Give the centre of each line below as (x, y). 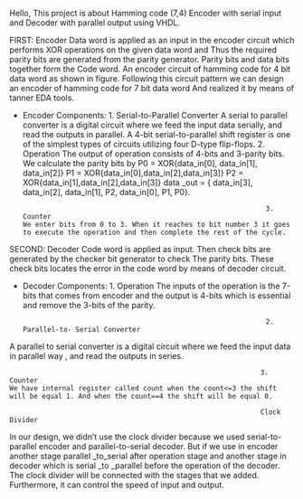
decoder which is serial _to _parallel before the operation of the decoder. (145, 466)
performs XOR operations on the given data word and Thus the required (143, 50)
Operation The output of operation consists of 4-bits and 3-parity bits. (153, 154)
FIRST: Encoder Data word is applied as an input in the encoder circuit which (152, 40)
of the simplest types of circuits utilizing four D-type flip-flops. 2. (143, 144)
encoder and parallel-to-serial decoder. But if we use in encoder (158, 446)
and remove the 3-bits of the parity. (89, 305)
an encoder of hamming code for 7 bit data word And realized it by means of (152, 88)
